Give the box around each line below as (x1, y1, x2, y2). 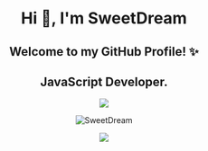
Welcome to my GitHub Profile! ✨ (9, 44, 199, 59)
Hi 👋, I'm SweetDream (21, 8, 187, 29)
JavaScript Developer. (40, 74, 168, 89)
